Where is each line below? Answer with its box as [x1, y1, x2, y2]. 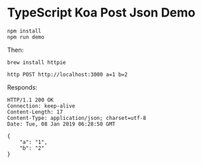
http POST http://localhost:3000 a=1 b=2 [7, 71, 128, 78]
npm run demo [7, 33, 45, 41]
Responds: [7, 83, 38, 91]
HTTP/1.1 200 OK [7, 96, 54, 103]
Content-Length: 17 [7, 108, 63, 115]
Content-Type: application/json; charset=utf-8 [7, 114, 147, 121]
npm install [7, 28, 41, 34]
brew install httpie [7, 59, 67, 66]
